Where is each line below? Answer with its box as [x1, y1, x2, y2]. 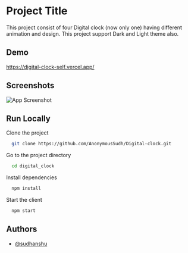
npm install [11, 186, 42, 192]
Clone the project [6, 129, 49, 136]
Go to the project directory [6, 152, 71, 159]
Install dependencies [6, 174, 58, 181]
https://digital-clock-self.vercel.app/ [6, 63, 95, 70]
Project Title [6, 4, 68, 18]
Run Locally [6, 113, 51, 123]
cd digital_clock [11, 163, 55, 169]
